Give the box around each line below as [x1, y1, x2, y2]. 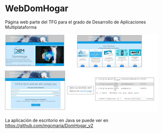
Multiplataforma [5, 24, 37, 30]
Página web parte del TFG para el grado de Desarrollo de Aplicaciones [5, 19, 146, 25]
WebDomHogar [5, 3, 69, 14]
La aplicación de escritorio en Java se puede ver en [5, 117, 109, 123]
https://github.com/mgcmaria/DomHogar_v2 [5, 123, 94, 129]
